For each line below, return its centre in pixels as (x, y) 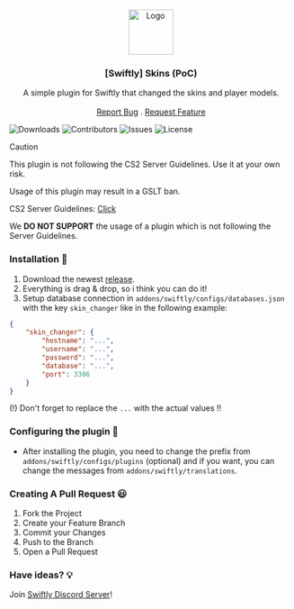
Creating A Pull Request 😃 (68, 494)
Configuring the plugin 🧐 (64, 432)
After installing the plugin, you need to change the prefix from (136, 451)
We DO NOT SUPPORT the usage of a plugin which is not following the (140, 226)
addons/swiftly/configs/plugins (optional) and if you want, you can (148, 460)
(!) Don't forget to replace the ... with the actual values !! (116, 408)
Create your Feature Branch (74, 523)
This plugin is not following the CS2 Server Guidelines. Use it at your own (145, 164)
